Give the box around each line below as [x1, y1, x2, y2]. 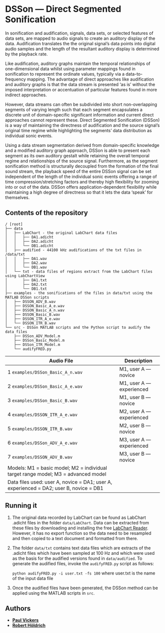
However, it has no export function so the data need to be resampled [12, 530, 151, 536]
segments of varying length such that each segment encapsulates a [5, 107, 143, 113]
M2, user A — [119, 408, 151, 415]
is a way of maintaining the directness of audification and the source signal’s [5, 122, 160, 128]
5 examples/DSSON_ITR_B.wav [7, 425, 73, 432]
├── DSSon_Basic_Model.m [14, 338, 65, 343]
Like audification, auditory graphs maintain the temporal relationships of [5, 60, 151, 66]
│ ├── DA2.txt [5, 282, 48, 287]
